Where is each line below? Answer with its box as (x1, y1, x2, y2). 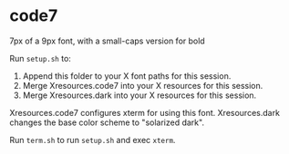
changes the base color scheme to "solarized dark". (9, 117, 205, 128)
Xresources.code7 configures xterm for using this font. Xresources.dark (9, 107, 281, 118)
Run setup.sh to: (9, 53, 71, 63)
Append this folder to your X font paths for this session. (22, 70, 232, 82)
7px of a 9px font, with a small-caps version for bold (9, 35, 205, 46)
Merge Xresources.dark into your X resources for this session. (22, 90, 257, 101)
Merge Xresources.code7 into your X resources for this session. (22, 80, 263, 91)
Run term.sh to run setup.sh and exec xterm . (9, 134, 176, 145)
